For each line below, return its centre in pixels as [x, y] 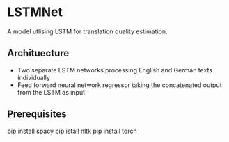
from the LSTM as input [51, 92]
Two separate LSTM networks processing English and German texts [114, 70]
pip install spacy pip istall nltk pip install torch [72, 131]
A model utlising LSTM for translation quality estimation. [88, 31]
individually [34, 77]
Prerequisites [37, 115]
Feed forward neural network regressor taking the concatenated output [119, 85]
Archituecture [38, 53]
